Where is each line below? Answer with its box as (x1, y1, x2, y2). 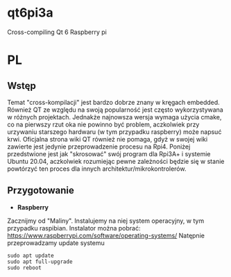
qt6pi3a (7, 5, 53, 21)
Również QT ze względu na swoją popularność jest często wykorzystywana (7, 106, 223, 114)
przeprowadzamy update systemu (7, 238, 105, 247)
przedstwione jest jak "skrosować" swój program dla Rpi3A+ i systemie (7, 149, 211, 158)
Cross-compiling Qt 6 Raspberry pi (7, 28, 108, 36)
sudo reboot (7, 264, 42, 271)
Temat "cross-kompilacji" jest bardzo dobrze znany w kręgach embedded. (7, 98, 220, 106)
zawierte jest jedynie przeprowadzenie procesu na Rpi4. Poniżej (7, 142, 191, 151)
